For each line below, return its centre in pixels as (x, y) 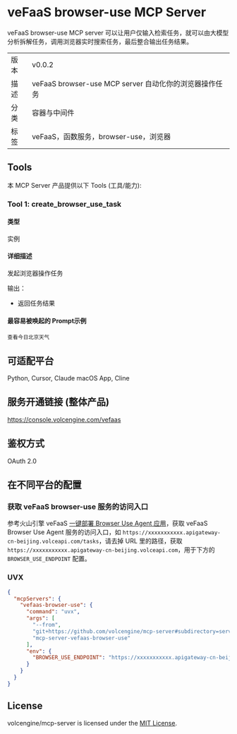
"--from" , (47, 625)
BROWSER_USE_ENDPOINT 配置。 (49, 559)
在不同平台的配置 (44, 485)
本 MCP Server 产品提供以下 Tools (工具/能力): (74, 185)
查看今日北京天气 (29, 337)
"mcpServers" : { (37, 598)
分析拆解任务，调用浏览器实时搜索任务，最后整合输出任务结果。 (100, 41)
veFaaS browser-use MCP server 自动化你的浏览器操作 (123, 83)
